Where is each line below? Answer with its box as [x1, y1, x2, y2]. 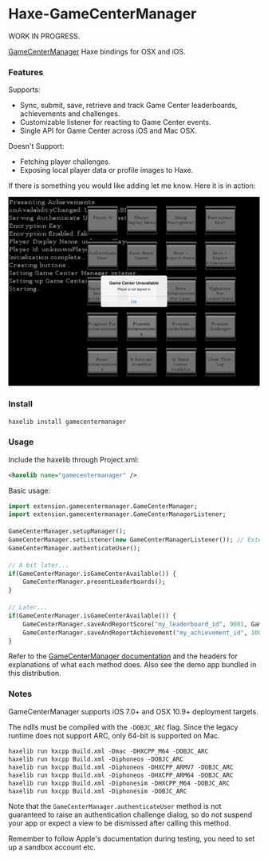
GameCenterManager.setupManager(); [8, 527, 127, 536]
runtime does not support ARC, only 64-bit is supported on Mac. [8, 730, 221, 740]
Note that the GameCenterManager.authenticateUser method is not [8, 801, 222, 810]
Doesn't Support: [8, 142, 65, 151]
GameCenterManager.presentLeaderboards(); [22, 578, 166, 586]
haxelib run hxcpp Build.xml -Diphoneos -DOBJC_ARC [8, 755, 183, 763]
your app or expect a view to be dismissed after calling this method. [8, 818, 231, 828]
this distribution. [8, 669, 61, 678]
